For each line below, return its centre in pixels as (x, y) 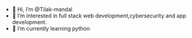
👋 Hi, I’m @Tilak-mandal (42, 9)
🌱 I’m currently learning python (51, 28)
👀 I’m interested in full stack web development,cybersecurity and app (99, 16)
